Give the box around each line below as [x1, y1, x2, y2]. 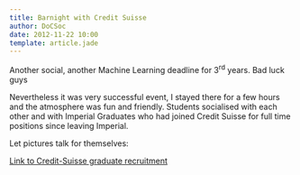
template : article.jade [9, 38, 99, 48]
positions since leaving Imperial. [9, 120, 129, 131]
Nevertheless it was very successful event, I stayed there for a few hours [9, 91, 281, 102]
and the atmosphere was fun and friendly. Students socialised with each [9, 101, 277, 112]
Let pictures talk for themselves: [9, 137, 129, 149]
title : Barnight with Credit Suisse [9, 13, 147, 23]
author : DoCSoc [9, 22, 67, 31]
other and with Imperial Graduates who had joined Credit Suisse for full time [9, 110, 291, 122]
